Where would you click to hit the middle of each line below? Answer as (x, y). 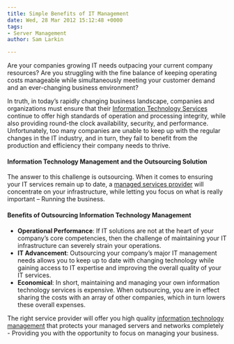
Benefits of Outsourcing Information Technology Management (99, 215)
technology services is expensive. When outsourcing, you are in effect (118, 290)
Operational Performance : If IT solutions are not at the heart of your (116, 230)
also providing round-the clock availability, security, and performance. (108, 123)
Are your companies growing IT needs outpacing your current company (110, 65)
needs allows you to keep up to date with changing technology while (116, 260)
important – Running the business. (56, 199)
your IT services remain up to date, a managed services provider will (106, 185)
